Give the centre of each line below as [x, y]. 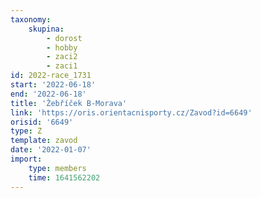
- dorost [64, 38]
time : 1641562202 [64, 177]
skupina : [46, 29]
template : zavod [44, 141]
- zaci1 [62, 66]
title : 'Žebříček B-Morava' [69, 103]
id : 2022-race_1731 [51, 76]
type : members [57, 168]
